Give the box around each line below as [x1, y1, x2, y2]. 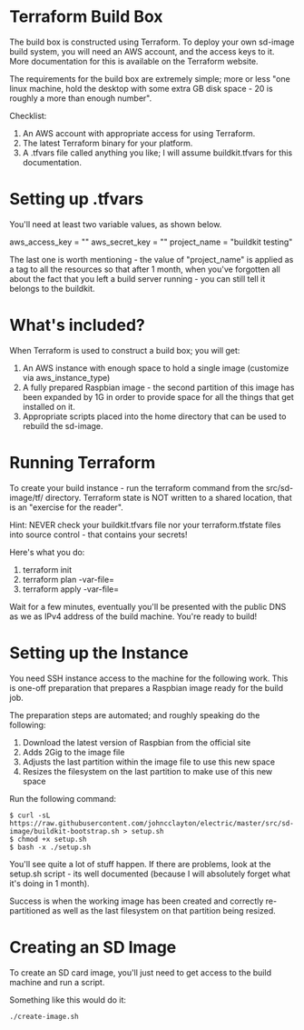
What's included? [9, 315, 145, 335]
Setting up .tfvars [9, 189, 143, 210]
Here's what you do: [9, 546, 85, 557]
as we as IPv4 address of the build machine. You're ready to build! [9, 611, 258, 622]
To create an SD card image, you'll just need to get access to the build [9, 966, 272, 978]
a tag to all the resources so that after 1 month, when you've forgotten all [9, 264, 281, 275]
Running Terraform [9, 453, 156, 473]
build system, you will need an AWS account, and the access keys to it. [9, 45, 275, 56]
